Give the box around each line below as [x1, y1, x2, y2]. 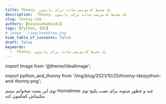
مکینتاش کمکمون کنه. [5, 93, 46, 99]
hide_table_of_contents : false [5, 35, 71, 40]
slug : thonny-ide [5, 16, 42, 21]
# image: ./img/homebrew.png [5, 30, 67, 35]
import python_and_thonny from [5, 72, 72, 78]
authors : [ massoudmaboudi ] [5, 21, 62, 26]
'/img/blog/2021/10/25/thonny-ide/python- [73, 72, 161, 78]
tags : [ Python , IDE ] [5, 26, 49, 31]
